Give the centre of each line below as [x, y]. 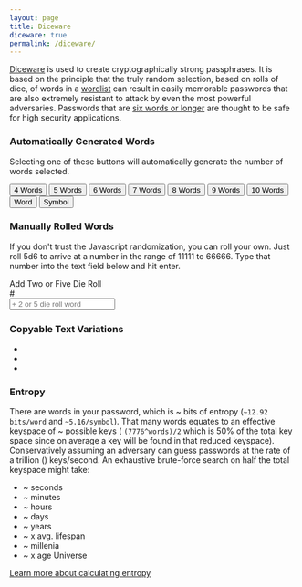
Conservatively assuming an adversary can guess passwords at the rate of [150, 451]
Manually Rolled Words [62, 226]
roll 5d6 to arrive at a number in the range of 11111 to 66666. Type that [140, 256]
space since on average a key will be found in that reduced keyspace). [142, 441]
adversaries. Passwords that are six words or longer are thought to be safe [150, 108]
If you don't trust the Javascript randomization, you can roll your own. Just [150, 246]
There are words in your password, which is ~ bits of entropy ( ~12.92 [139, 412]
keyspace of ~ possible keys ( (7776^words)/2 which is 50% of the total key [151, 431]
